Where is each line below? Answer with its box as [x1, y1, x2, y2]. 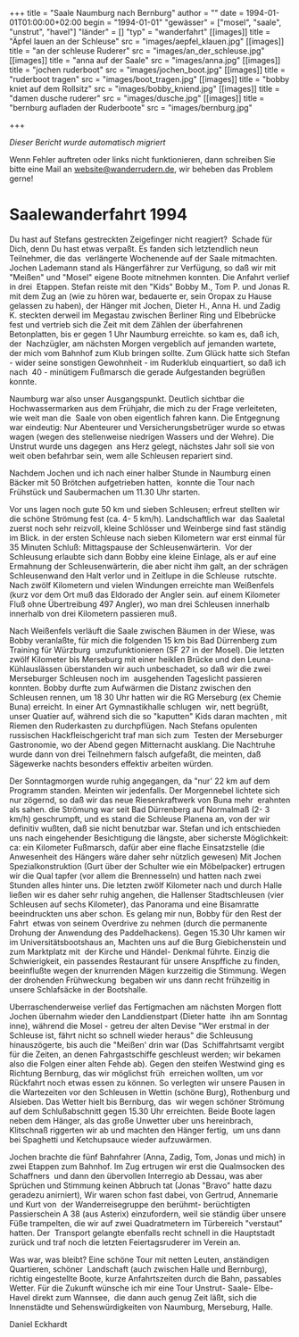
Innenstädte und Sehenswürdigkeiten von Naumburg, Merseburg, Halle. [9, 1301, 274, 1312]
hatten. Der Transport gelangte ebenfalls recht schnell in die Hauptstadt [9, 1227, 275, 1238]
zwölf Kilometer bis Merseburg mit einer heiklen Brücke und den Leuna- [9, 653, 274, 664]
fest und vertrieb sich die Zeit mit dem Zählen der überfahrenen [9, 319, 244, 329]
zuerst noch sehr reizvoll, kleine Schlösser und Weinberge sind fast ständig [9, 522, 287, 534]
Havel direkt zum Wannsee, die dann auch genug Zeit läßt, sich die [9, 1291, 257, 1302]
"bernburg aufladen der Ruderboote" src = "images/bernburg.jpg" [9, 103, 253, 112]
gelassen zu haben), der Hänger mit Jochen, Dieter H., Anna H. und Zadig [9, 300, 281, 311]
